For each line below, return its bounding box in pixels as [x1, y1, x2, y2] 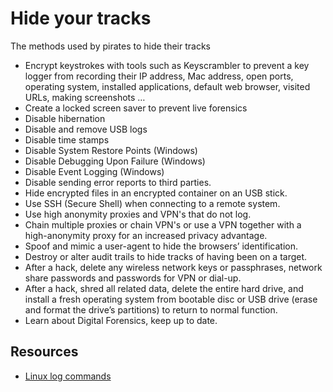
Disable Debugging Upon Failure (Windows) [24, 155, 206, 167]
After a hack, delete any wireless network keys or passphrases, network [24, 261, 323, 273]
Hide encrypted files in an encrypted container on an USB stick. [24, 187, 288, 199]
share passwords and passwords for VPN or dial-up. [24, 272, 242, 284]
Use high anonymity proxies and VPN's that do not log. [24, 208, 252, 220]
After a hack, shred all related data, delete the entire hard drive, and [24, 282, 304, 294]
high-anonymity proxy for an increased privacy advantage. [24, 229, 268, 241]
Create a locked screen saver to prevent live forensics [24, 102, 248, 114]
